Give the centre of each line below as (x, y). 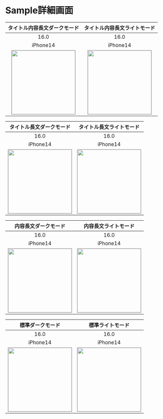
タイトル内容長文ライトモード (120, 28)
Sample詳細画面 (39, 10)
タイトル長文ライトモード (109, 127)
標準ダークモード (40, 325)
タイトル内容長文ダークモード (44, 28)
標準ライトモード (109, 325)
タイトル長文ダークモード (40, 127)
